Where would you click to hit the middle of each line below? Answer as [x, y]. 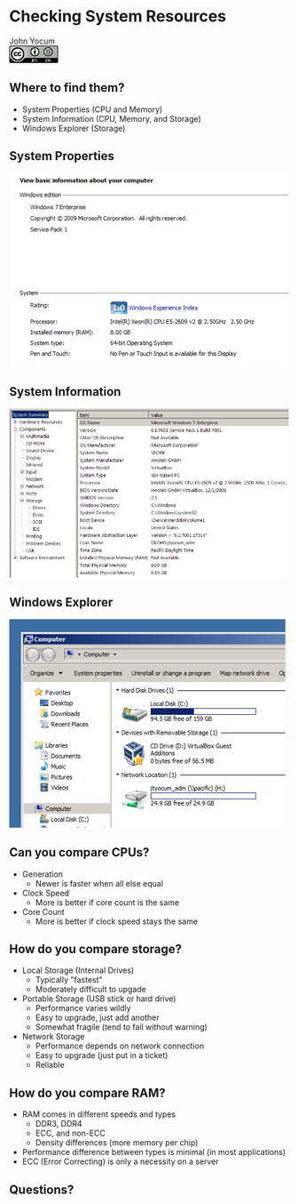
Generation [43, 874]
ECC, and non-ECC [71, 1133]
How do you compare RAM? [87, 1092]
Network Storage [53, 1037]
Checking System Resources [118, 16]
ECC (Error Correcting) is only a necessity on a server [120, 1161]
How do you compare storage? [96, 949]
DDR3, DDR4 [59, 1124]
